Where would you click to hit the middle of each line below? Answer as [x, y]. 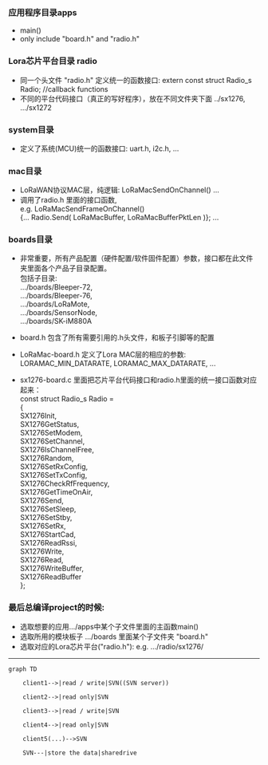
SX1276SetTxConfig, [53, 475]
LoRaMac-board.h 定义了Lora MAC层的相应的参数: [103, 355]
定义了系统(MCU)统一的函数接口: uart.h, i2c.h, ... [99, 148]
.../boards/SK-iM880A [56, 321]
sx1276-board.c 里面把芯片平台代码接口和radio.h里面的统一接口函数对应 [138, 380]
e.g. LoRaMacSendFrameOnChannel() [82, 209]
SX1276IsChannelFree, [57, 450]
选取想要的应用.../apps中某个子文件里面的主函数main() [109, 626]
